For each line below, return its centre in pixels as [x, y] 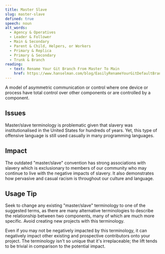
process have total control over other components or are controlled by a [78, 92]
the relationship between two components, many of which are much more [80, 216]
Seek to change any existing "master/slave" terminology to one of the [75, 205]
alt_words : [16, 28]
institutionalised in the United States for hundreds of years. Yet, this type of [81, 130]
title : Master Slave [26, 10]
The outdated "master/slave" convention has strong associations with [75, 163]
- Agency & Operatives [33, 32]
